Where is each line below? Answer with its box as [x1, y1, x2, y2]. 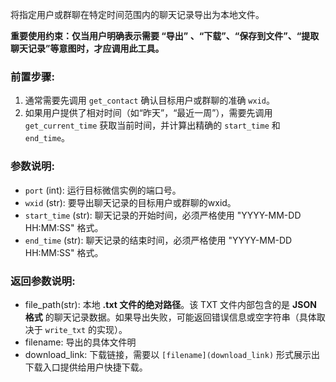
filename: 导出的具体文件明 [24, 336, 137, 348]
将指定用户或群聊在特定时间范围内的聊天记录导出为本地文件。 [10, 9, 265, 20]
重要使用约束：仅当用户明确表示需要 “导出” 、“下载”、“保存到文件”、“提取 [10, 30, 320, 42]
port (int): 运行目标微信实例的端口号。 [24, 184, 182, 196]
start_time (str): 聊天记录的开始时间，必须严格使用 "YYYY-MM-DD [24, 209, 302, 221]
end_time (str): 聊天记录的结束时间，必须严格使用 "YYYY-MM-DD [24, 234, 293, 246]
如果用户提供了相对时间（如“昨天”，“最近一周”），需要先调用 [24, 107, 273, 119]
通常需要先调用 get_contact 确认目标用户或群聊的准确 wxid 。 [24, 94, 275, 107]
